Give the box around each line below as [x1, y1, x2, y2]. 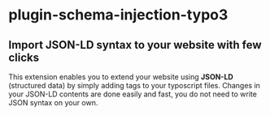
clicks [8, 50, 40, 64]
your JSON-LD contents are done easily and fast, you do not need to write [8, 89, 258, 99]
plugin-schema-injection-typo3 [8, 6, 229, 24]
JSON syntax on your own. [8, 98, 98, 107]
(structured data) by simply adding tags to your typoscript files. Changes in [8, 81, 260, 90]
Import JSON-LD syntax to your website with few [8, 38, 262, 52]
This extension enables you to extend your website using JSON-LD [8, 72, 233, 82]
